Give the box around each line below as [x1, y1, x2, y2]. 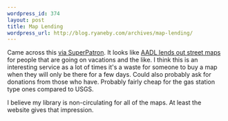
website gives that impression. [7, 106, 94, 114]
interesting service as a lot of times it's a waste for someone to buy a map [7, 63, 218, 71]
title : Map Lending [7, 23, 64, 30]
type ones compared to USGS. [7, 85, 95, 93]
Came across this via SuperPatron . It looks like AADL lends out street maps [7, 48, 221, 57]
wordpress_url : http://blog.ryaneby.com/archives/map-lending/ [7, 29, 193, 37]
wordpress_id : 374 [7, 10, 60, 17]
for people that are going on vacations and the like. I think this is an [7, 56, 198, 64]
